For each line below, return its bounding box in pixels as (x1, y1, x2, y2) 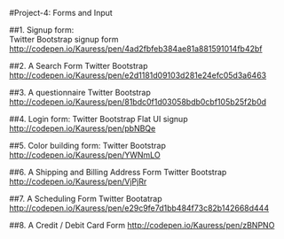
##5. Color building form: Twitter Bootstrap (9, 141, 166, 150)
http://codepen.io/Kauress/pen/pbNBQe (9, 123, 156, 134)
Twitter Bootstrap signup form (9, 35, 119, 44)
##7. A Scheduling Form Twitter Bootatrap (9, 194, 162, 204)
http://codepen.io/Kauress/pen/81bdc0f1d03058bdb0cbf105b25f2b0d (9, 96, 267, 107)
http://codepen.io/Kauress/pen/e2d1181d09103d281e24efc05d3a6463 (9, 70, 267, 81)
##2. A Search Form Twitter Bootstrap (9, 61, 148, 71)
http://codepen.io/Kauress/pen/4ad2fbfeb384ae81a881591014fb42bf (9, 43, 263, 54)
